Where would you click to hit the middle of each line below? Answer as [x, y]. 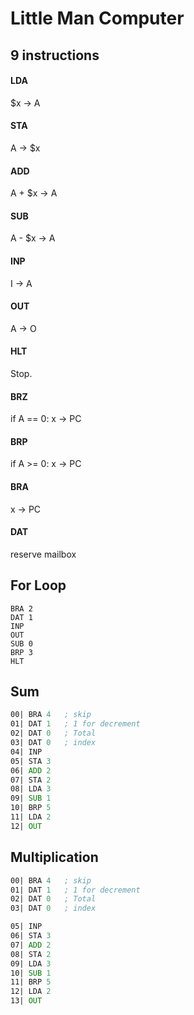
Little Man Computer [97, 18]
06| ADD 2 [31, 770]
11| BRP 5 [31, 982]
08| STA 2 [31, 954]
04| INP [26, 752]
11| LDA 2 [31, 817]
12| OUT [26, 826]
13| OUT [26, 1001]
